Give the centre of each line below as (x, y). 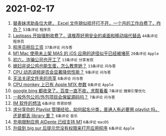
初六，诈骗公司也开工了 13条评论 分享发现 (53, 59)
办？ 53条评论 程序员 (32, 29)
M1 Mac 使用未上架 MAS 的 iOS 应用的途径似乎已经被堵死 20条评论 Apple (86, 53)
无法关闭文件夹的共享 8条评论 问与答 (48, 78)
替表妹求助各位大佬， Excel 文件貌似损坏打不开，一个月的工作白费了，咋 (87, 23)
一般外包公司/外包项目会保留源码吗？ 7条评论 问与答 (64, 97)
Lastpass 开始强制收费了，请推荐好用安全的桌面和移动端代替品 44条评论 (85, 35)
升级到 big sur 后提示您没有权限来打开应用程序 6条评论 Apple (74, 128)
